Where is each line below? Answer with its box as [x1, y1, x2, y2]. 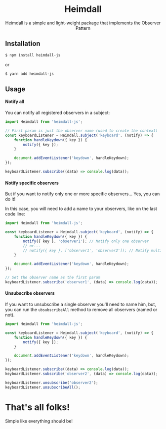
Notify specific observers [5, 180, 59, 186]
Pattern [76, 25, 90, 31]
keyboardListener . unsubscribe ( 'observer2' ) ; [5, 380, 98, 385]
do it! [5, 196, 16, 202]
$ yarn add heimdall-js [5, 71, 54, 76]
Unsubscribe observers [5, 290, 55, 296]
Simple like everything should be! [5, 418, 73, 424]
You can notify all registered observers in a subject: [5, 110, 110, 116]
